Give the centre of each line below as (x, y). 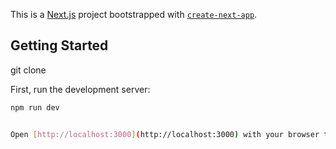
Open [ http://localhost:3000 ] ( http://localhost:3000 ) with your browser (165, 134)
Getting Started (59, 45)
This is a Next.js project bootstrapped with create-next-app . (134, 14)
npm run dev (35, 107)
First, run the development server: (80, 89)
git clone (28, 70)
